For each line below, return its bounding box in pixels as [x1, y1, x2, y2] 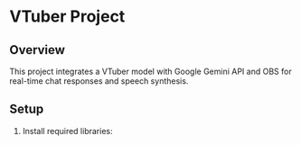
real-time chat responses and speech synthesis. [9, 76, 189, 86]
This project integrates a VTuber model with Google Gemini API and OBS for [9, 66, 292, 77]
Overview [9, 42, 66, 58]
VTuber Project [9, 6, 126, 27]
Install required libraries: [22, 125, 113, 136]
